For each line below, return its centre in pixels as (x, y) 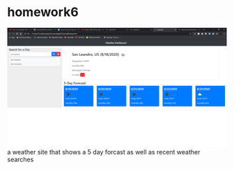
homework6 (43, 12)
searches (21, 159)
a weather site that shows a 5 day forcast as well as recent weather (104, 152)
